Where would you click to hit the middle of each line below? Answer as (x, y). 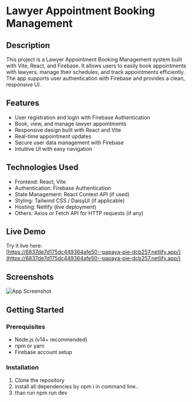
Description (28, 45)
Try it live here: (24, 246)
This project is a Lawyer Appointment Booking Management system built (94, 59)
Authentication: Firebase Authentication (63, 188)
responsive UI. (24, 85)
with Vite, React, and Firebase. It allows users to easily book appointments (96, 66)
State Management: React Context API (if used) (72, 194)
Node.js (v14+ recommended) (51, 339)
